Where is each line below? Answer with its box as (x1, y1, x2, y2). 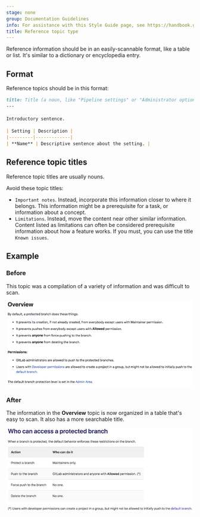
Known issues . (14, 234, 49, 241)
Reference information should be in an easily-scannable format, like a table (6, 45, 190, 53)
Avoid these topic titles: (6, 184, 64, 191)
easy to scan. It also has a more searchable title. (6, 416, 125, 423)
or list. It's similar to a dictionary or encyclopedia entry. (6, 52, 141, 59)
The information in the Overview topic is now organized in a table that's (6, 409, 183, 417)
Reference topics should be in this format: (6, 85, 109, 92)
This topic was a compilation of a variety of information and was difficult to (6, 282, 190, 289)
